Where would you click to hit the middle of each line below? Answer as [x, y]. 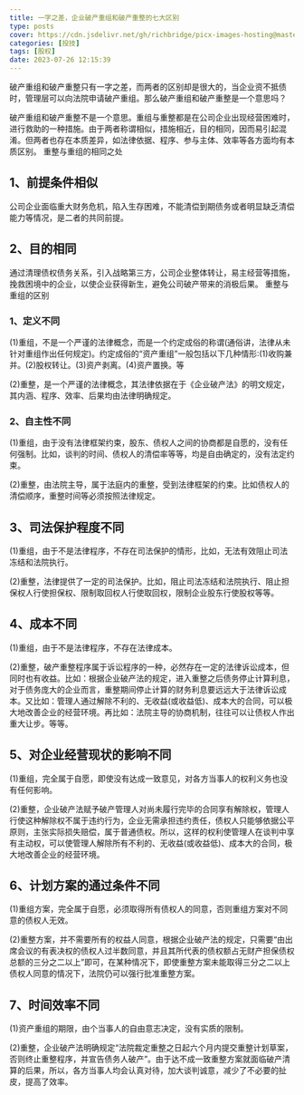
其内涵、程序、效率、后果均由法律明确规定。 [93, 395]
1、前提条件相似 [54, 183]
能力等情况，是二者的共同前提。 [69, 218]
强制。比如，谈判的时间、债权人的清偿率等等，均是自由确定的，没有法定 [152, 454]
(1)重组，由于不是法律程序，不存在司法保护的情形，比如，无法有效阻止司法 [148, 551]
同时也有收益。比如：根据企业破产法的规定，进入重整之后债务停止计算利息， [152, 678]
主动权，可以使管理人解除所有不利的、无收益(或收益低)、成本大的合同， [151, 843]
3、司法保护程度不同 [67, 527]
